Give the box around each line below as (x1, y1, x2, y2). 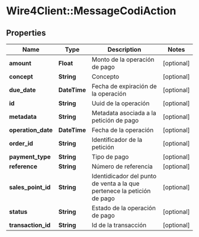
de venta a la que (91, 179, 140, 188)
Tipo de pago (91, 153, 129, 161)
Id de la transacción (91, 221, 147, 229)
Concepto (91, 72, 120, 81)
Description (107, 46, 142, 53)
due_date (9, 86, 36, 94)
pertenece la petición (91, 187, 151, 195)
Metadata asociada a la (91, 109, 156, 117)
